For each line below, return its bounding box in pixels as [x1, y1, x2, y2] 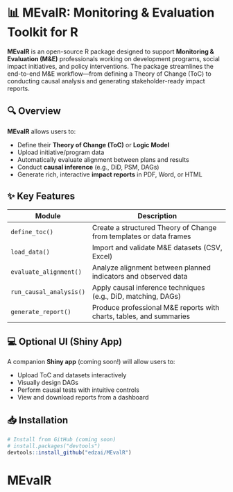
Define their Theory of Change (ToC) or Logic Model [17, 140, 170, 149]
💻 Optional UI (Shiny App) [7, 336, 123, 347]
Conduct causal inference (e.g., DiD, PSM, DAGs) [17, 163, 159, 171]
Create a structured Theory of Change [92, 222, 217, 232]
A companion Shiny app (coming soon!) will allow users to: [7, 358, 175, 366]
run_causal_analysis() [10, 288, 85, 295]
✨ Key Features [7, 190, 75, 202]
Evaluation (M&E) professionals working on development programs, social [7, 54, 220, 63]
